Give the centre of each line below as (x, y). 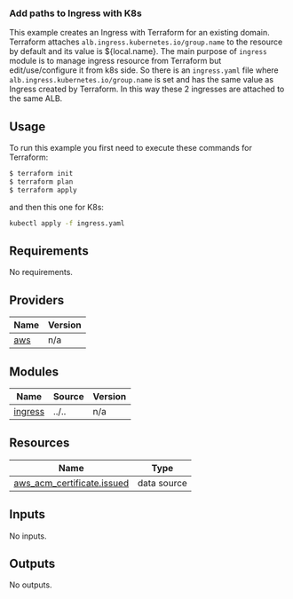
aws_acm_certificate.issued (71, 483)
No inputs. (28, 536)
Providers (37, 300)
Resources (40, 443)
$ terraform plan (41, 181)
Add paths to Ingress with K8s (75, 13)
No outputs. (31, 585)
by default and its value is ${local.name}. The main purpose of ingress (139, 51)
